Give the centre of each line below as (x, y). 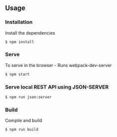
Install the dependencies (30, 33)
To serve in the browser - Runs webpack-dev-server (58, 65)
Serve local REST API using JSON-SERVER (57, 87)
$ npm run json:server (28, 97)
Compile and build (24, 121)
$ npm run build (22, 130)
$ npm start (17, 74)
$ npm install (20, 42)
